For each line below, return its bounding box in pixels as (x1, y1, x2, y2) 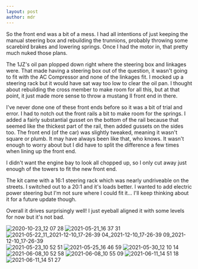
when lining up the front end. (6, 147, 77, 154)
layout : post (6, 8, 38, 15)
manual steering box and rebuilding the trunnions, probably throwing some (6, 37, 188, 44)
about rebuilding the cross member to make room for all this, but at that (6, 86, 180, 93)
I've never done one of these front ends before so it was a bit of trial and (6, 103, 183, 111)
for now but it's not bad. (6, 213, 65, 221)
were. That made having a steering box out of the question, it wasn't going (6, 67, 188, 74)
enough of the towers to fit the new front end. (6, 165, 117, 172)
